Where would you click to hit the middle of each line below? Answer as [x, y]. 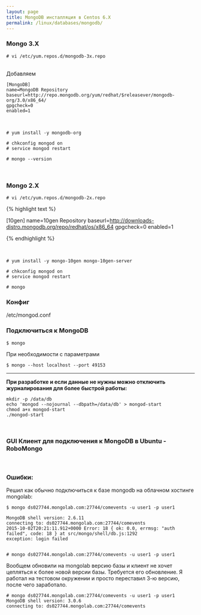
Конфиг [18, 302]
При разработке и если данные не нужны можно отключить [86, 382]
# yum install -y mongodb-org [44, 133]
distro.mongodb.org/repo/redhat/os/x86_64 [60, 227]
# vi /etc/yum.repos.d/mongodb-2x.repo [56, 198]
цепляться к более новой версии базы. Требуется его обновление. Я [95, 572]
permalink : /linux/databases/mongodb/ [54, 23]
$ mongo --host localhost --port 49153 [56, 365]
